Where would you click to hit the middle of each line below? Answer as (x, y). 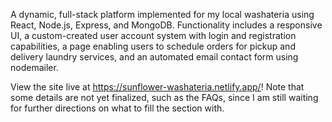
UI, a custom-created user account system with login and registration (153, 35)
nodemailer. (34, 67)
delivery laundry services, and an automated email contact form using (154, 57)
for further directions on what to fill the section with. (117, 108)
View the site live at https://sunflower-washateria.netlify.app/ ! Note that (157, 87)
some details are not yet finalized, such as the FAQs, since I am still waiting (164, 97)
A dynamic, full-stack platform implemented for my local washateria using (162, 14)
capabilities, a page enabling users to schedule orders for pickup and (153, 46)
